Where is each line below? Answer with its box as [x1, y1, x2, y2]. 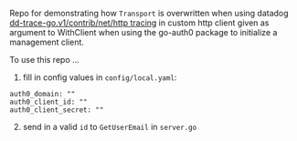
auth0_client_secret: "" [9, 106, 104, 115]
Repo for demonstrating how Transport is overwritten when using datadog [9, 8, 290, 18]
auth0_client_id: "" [9, 97, 89, 106]
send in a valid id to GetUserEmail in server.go [22, 122, 197, 132]
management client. [9, 36, 85, 47]
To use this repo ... [9, 55, 80, 65]
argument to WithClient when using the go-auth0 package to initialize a [9, 27, 278, 37]
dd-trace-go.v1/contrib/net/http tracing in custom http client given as [9, 17, 270, 28]
